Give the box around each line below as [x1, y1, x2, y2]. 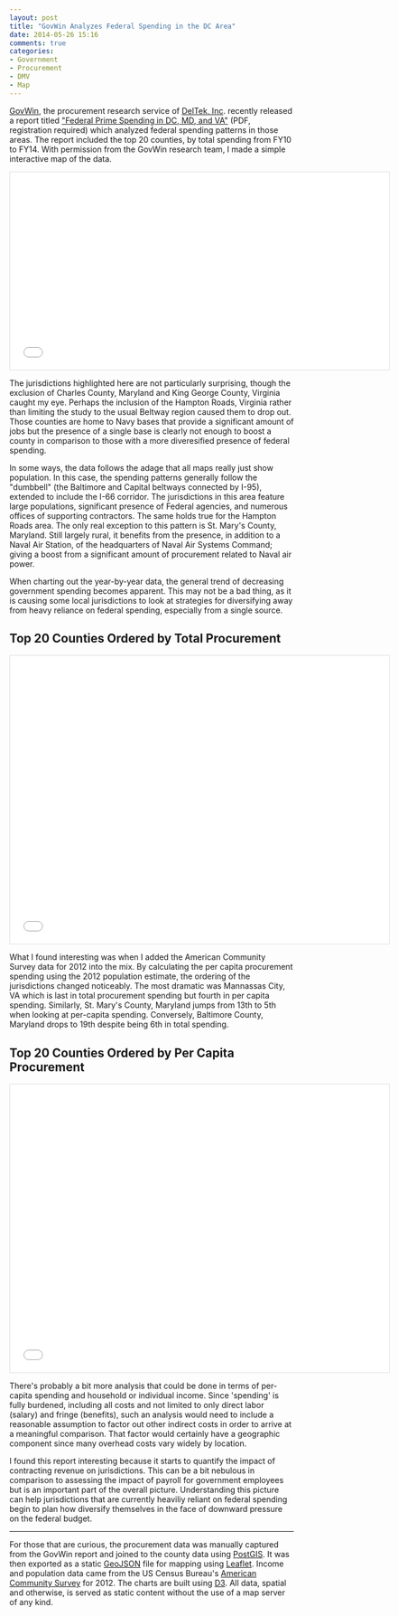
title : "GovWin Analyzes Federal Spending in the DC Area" [9, 22, 236, 31]
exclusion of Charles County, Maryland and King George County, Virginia [9, 387, 281, 398]
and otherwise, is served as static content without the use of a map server [9, 1587, 286, 1598]
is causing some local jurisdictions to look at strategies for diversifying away [9, 595, 293, 606]
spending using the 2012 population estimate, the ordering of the [9, 971, 251, 982]
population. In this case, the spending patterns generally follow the [9, 472, 258, 483]
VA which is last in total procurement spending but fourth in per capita [9, 991, 270, 1001]
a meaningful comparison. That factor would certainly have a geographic [9, 1429, 281, 1440]
